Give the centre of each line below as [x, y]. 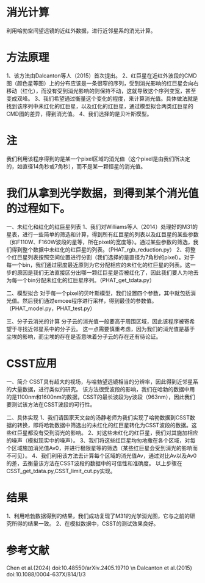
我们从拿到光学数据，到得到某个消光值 [103, 194]
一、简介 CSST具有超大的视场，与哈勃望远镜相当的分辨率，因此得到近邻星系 [103, 382]
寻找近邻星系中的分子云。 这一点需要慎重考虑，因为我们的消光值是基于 [106, 329]
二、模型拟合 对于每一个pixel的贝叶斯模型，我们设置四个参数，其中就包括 [99, 293]
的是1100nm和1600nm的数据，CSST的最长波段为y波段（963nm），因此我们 [101, 397]
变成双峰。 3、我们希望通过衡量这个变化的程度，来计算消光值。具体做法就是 [102, 98]
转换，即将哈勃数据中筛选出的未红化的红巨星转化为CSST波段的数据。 [104, 425]
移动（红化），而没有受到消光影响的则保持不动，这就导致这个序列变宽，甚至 [101, 91]
